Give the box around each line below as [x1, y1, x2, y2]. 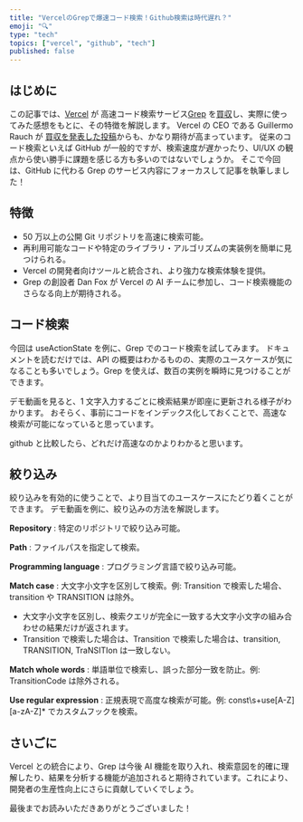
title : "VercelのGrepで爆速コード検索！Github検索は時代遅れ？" [9, 13, 232, 23]
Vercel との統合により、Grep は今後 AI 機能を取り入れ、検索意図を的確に [9, 761, 282, 772]
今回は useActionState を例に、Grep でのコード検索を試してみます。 [9, 342, 264, 353]
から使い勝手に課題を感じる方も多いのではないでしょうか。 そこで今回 [16, 153, 281, 164]
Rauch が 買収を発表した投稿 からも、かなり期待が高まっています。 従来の [9, 130, 284, 141]
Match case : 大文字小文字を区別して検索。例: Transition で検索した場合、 [9, 580, 287, 591]
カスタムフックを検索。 [55, 706, 143, 717]
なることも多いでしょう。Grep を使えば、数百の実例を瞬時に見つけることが [9, 365, 291, 376]
